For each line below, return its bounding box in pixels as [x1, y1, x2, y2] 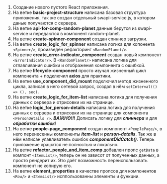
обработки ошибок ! [12, 120, 56, 126]
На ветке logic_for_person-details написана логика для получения [12, 104, 155, 110]
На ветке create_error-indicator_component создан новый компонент [12, 52, 162, 58]
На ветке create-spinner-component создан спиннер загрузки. [12, 36, 148, 42]
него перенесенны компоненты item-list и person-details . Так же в [12, 131, 156, 137]
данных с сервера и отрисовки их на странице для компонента [12, 110, 149, 116]
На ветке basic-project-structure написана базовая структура [12, 9, 146, 15]
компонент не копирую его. [12, 163, 72, 169]
